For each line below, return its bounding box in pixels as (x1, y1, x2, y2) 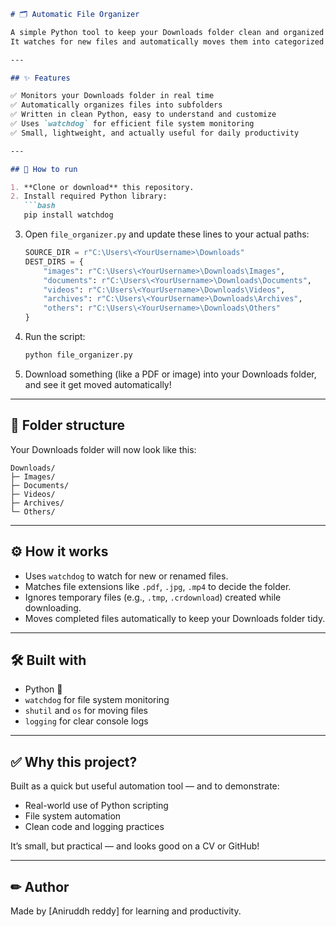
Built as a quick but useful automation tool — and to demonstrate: (10, 780, 280, 792)
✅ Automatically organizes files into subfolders (10, 100, 223, 110)
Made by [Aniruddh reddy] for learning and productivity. (10, 905, 242, 917)
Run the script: (24, 331, 86, 342)
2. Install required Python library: (10, 191, 168, 202)
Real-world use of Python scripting (24, 800, 169, 812)
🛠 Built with (10, 651, 87, 669)
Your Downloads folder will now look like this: (10, 443, 197, 455)
